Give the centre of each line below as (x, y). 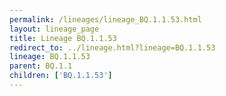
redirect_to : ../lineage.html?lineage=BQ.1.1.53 (112, 47)
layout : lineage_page (54, 29)
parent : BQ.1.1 (41, 66)
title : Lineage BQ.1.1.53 (63, 38)
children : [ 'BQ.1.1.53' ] (61, 76)
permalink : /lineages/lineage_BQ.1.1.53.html (105, 19)
